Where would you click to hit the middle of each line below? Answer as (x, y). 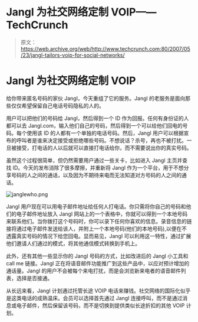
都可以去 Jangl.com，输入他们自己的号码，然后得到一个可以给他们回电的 (94, 125)
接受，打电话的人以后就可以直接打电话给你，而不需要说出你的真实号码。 (104, 148)
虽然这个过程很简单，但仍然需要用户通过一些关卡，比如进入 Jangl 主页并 (94, 160)
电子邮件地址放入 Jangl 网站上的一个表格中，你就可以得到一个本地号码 (102, 214)
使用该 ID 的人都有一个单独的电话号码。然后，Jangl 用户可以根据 (105, 133)
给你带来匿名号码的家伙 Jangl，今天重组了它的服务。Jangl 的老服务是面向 (96, 98)
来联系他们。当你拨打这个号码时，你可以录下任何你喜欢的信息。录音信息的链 (99, 221)
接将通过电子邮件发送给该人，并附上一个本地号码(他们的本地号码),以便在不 (97, 229)
